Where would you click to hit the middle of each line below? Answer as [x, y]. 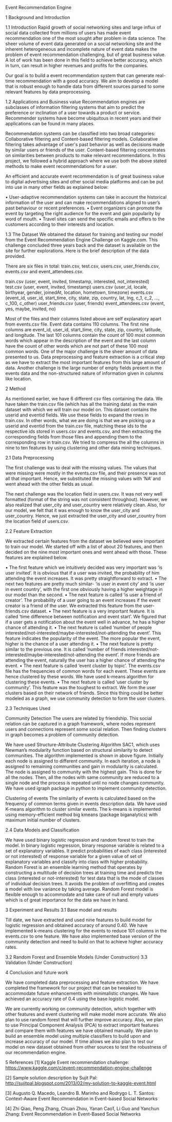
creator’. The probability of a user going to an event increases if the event [83, 600]
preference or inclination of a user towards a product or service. [73, 113]
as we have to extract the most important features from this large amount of [85, 362]
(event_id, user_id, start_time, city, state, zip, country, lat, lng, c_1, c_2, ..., [83, 298]
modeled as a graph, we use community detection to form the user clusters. [85, 698]
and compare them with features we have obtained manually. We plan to [82, 1031]
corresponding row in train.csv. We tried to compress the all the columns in [85, 442]
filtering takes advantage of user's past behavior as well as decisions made [85, 144]
